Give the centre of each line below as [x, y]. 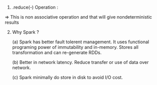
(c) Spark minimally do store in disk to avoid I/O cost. [67, 77]
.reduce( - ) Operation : [35, 7]
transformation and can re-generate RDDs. [57, 53]
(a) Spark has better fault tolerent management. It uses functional [81, 42]
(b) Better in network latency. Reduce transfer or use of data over [81, 62]
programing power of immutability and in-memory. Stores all [75, 47]
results [12, 22]
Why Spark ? [25, 32]
